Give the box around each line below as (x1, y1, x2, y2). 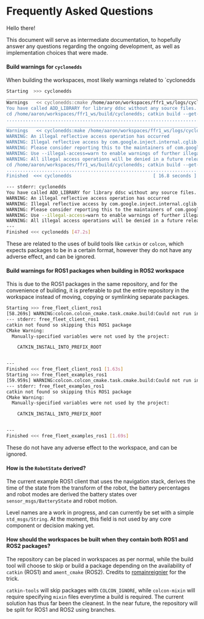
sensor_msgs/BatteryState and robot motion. (6, 497, 118, 505)
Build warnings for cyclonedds (6, 63, 83, 70)
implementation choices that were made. (6, 49, 108, 56)
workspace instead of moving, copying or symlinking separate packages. (6, 293, 189, 301)
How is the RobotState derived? (6, 464, 86, 471)
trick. (6, 575, 19, 583)
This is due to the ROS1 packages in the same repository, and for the (6, 281, 178, 288)
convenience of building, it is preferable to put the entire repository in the (6, 287, 189, 294)
